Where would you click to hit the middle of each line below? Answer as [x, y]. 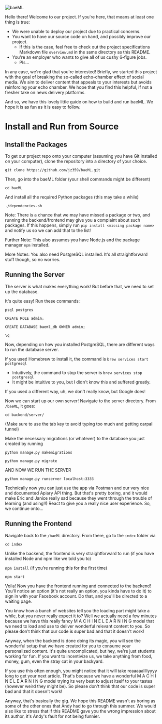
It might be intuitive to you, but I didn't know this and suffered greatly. [81, 382]
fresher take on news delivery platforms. [45, 92]
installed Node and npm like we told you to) [48, 559]
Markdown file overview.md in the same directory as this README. [85, 52]
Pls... [24, 62]
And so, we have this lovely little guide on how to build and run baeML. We [79, 102]
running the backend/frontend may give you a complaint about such [73, 220]
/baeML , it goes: [20, 406]
